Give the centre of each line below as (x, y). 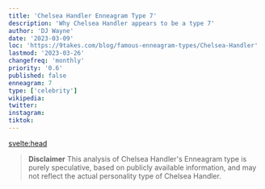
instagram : (27, 113)
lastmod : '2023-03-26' (46, 53)
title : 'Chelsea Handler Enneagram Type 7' (83, 16)
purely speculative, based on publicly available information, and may (142, 167)
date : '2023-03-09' (41, 38)
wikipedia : (27, 98)
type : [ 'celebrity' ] (43, 90)
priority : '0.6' (36, 68)
